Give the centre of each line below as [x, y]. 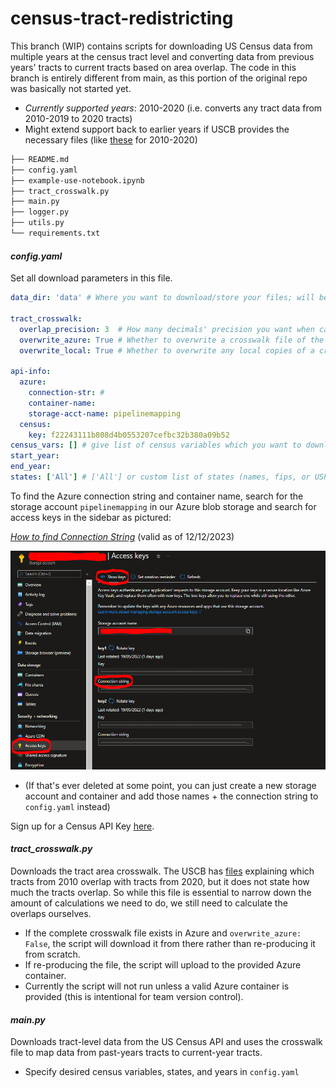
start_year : [35, 456]
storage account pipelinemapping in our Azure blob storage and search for [163, 506]
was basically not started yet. [71, 88]
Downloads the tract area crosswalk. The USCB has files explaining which [162, 871]
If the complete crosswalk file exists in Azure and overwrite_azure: [163, 933]
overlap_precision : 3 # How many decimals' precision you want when [167, 329]
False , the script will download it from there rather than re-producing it [170, 943]
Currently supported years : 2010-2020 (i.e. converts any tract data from [173, 108]
